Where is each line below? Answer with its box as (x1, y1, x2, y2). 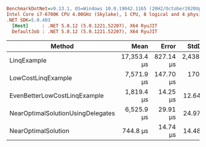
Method (50, 42, 74, 51)
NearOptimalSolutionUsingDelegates (9, 109, 115, 118)
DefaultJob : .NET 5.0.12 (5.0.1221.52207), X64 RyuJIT (12, 28, 158, 34)
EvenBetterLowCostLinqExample (9, 91, 104, 100)
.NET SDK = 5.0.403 (6, 17, 51, 23)
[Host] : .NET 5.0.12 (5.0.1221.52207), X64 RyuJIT (12, 23, 158, 29)
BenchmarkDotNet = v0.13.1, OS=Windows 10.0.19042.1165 (6, 6, 147, 12)
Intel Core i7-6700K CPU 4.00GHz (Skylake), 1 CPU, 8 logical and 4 (6, 11, 185, 17)
